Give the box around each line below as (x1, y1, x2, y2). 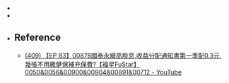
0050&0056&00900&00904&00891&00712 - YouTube (24, 68, 182, 76)
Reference (13, 32, 61, 44)
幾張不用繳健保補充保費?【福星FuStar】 (24, 60, 140, 68)
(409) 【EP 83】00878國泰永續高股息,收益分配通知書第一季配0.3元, (24, 51, 222, 60)
